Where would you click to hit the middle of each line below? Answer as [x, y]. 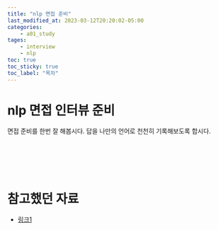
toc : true [22, 60]
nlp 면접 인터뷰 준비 [61, 110]
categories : [25, 27]
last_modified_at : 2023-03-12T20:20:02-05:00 [75, 21]
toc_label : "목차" [33, 73]
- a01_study [38, 34]
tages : [17, 40]
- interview [38, 47]
